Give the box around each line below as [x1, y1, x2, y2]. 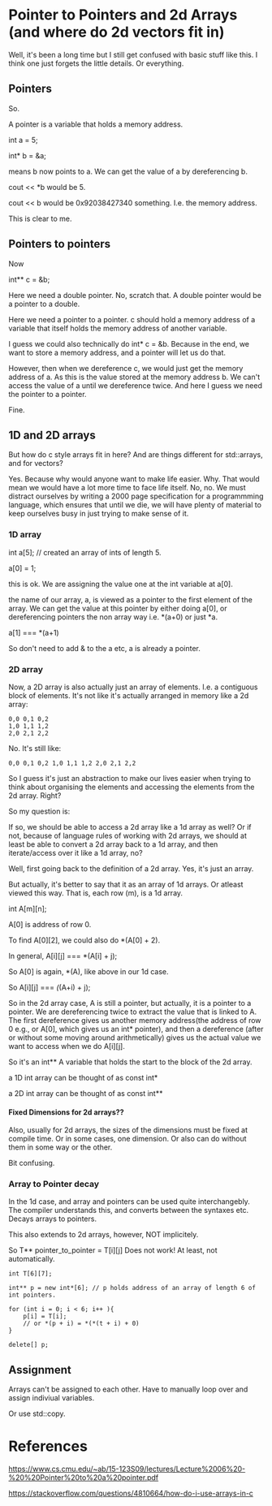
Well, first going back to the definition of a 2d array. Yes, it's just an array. [8, 863, 254, 874]
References [8, 1437, 88, 1456]
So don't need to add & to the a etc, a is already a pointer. [8, 643, 201, 653]
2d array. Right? [8, 790, 62, 800]
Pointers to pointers [8, 237, 111, 251]
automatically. [8, 1254, 55, 1264]
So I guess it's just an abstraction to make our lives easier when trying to [8, 773, 252, 783]
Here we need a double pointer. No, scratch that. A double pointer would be [8, 290, 262, 300]
